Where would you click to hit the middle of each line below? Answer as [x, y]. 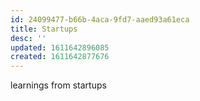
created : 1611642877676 [60, 57]
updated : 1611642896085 [60, 47]
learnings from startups [58, 85]
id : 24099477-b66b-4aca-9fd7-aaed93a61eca [100, 19]
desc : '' [28, 38]
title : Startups [44, 29]
